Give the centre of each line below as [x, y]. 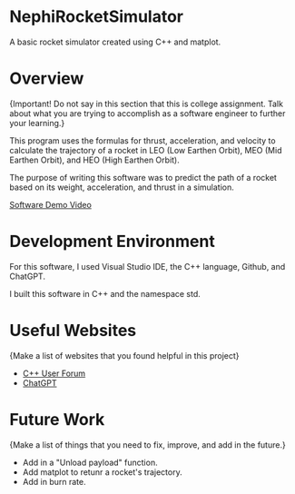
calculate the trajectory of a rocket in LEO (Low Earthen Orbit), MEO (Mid [146, 150]
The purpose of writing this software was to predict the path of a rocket [143, 177]
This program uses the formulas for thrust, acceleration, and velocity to [143, 140]
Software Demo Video [51, 204]
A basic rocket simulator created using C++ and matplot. [115, 42]
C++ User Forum [54, 373]
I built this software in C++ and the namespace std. [105, 293]
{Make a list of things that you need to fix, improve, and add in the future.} [147, 445]
